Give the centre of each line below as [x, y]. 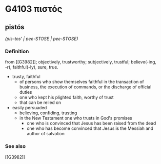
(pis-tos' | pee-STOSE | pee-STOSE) [42, 39]
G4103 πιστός [34, 9]
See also [15, 146]
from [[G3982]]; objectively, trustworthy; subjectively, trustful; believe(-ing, [81, 62]
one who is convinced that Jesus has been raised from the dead [91, 123]
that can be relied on [40, 102]
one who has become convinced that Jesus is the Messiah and [90, 128]
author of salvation [46, 134]
